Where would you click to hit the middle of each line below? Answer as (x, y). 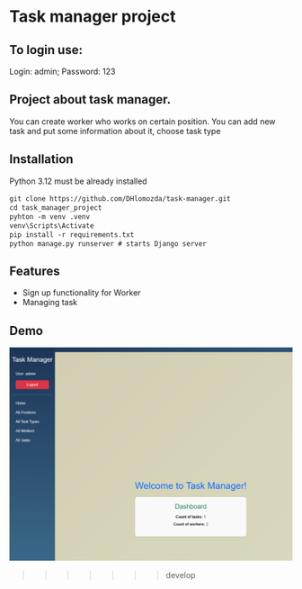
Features (35, 272)
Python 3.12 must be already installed (78, 181)
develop (181, 575)
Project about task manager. (90, 100)
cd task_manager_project (56, 208)
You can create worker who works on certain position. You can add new (142, 121)
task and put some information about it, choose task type (115, 131)
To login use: (46, 50)
